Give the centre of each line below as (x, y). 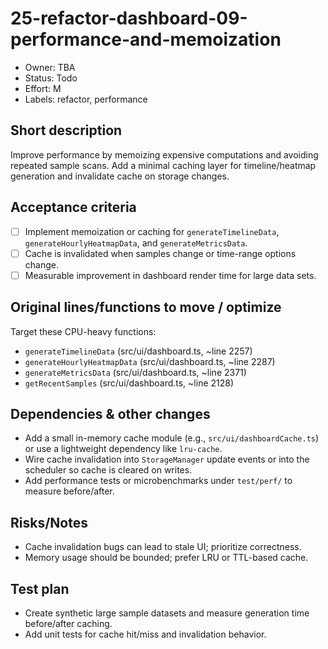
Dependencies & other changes (110, 413)
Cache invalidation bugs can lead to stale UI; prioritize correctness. (163, 547)
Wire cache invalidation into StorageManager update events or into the (167, 459)
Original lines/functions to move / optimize (146, 307)
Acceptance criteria (73, 207)
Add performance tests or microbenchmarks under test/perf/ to (158, 481)
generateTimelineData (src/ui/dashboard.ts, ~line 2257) (138, 351)
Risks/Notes (49, 522)
